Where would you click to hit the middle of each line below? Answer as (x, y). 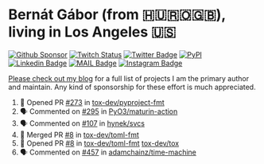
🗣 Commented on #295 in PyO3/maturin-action (99, 111)
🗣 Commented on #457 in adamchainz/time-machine (108, 152)
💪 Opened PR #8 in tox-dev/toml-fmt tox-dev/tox (99, 143)
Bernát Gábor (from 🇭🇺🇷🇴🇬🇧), (117, 15)
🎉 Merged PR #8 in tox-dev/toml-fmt (79, 135)
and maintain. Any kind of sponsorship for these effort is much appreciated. (132, 87)
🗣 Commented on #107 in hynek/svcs (82, 123)
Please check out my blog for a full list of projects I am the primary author (129, 78)
